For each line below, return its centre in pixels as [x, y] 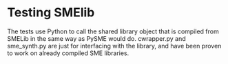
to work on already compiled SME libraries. [68, 53]
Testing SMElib [51, 13]
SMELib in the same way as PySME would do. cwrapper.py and [96, 38]
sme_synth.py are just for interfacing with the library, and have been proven [114, 46]
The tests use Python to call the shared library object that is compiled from [113, 31]
